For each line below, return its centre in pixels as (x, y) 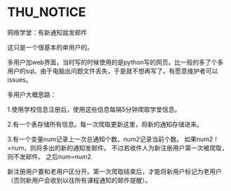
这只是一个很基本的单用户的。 (50, 47)
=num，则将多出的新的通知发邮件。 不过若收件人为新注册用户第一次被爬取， (118, 148)
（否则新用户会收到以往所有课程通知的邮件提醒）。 (79, 180)
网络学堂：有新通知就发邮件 (47, 32)
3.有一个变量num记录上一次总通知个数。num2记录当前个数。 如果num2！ (113, 139)
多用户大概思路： (32, 94)
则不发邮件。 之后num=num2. (50, 156)
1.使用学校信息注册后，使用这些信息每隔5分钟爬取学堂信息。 (94, 109)
